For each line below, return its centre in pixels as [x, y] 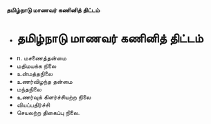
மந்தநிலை [29, 89]
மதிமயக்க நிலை [36, 66]
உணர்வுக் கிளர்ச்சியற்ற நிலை [54, 97]
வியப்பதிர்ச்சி [33, 105]
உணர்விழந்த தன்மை [45, 81]
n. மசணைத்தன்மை [42, 57]
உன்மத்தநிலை [35, 73]
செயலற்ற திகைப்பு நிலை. [48, 112]
